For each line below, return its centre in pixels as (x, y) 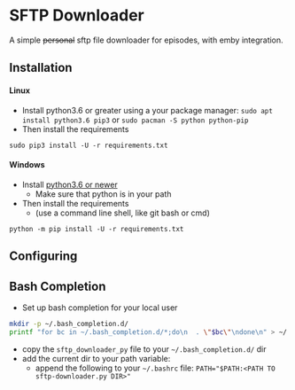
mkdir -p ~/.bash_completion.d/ (69, 324)
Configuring (43, 257)
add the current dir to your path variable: (96, 358)
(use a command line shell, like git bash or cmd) (123, 213)
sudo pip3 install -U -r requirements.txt (89, 145)
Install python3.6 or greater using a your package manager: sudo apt (147, 110)
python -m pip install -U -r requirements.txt (97, 229)
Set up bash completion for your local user (100, 308)
